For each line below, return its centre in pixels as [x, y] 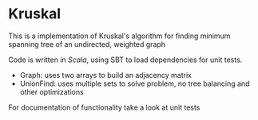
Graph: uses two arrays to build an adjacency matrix [105, 75]
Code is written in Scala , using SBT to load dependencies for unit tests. [125, 60]
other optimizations [52, 91]
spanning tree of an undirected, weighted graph [87, 44]
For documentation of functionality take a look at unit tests [104, 107]
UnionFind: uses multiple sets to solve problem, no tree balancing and [135, 83]
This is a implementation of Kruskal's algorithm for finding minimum [119, 36]
